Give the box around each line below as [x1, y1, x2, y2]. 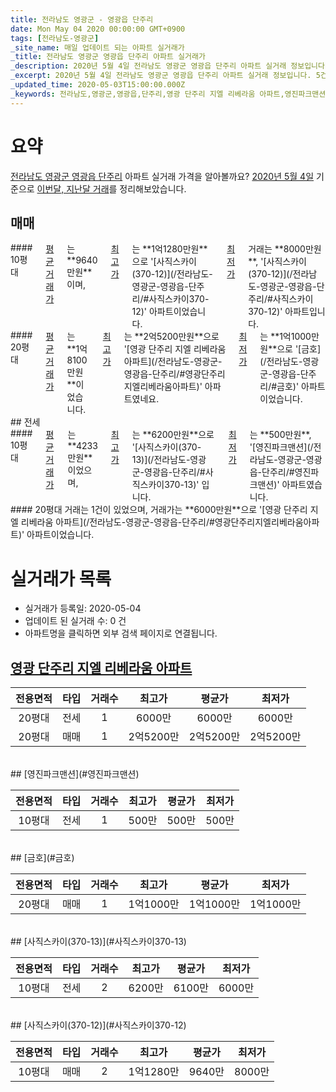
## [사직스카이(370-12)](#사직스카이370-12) [10, 1019, 187, 1031]
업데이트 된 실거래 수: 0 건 [24, 615, 127, 627]
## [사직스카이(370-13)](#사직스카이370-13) [10, 936, 187, 948]
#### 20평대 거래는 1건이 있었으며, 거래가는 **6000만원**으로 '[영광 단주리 [10, 504, 308, 516]
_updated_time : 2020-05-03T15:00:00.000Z [10, 80, 186, 90]
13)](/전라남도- [131, 454, 191, 466]
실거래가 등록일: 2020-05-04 [24, 602, 142, 615]
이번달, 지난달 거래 [36, 182, 110, 195]
